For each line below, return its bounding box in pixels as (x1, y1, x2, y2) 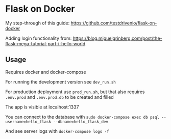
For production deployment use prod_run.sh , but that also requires (5, 89, 145, 95)
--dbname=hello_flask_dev (53, 119, 109, 124)
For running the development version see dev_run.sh (5, 78, 116, 85)
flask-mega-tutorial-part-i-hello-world (5, 40, 86, 46)
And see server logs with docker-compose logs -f (5, 128, 109, 134)
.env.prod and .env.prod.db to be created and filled (5, 94, 114, 100)
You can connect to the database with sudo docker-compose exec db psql (5, 114, 160, 120)
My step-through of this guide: (5, 20, 70, 26)
